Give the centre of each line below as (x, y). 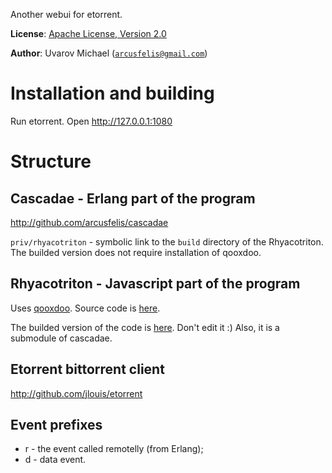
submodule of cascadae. (61, 338)
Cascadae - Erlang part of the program (133, 198)
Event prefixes (56, 424)
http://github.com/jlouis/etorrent (76, 393)
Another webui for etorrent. (66, 14)
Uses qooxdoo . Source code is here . (85, 308)
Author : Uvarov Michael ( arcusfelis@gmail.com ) (109, 53)
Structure (51, 161)
